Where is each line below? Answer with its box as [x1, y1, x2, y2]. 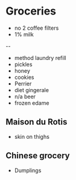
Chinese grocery [5, 150, 70, 161]
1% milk [14, 30, 34, 38]
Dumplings [14, 167, 42, 174]
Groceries [5, 4, 57, 18]
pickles [14, 61, 33, 68]
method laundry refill [14, 54, 67, 61]
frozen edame [14, 99, 49, 107]
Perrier [14, 80, 32, 87]
